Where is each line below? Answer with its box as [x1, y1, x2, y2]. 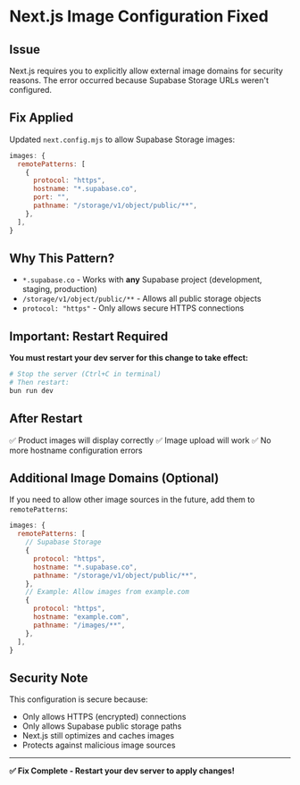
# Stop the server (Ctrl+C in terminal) [9, 370, 162, 379]
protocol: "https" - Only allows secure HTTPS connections [21, 303, 245, 313]
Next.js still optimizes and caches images [21, 731, 175, 741]
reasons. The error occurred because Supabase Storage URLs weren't [9, 75, 270, 86]
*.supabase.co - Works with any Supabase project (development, [21, 274, 262, 285]
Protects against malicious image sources [21, 739, 176, 751]
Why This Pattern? [9, 250, 115, 265]
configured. [9, 85, 52, 95]
